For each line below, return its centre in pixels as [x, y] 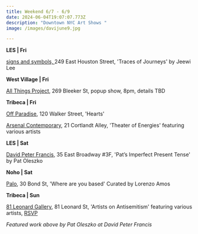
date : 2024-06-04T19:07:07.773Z [46, 17]
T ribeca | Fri [21, 102]
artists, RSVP [22, 213]
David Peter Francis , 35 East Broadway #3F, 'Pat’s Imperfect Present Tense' [98, 155]
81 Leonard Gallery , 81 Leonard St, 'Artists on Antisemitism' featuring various [99, 207]
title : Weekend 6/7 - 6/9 [38, 12]
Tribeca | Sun [23, 195]
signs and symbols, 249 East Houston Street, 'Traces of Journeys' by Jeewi [98, 62]
